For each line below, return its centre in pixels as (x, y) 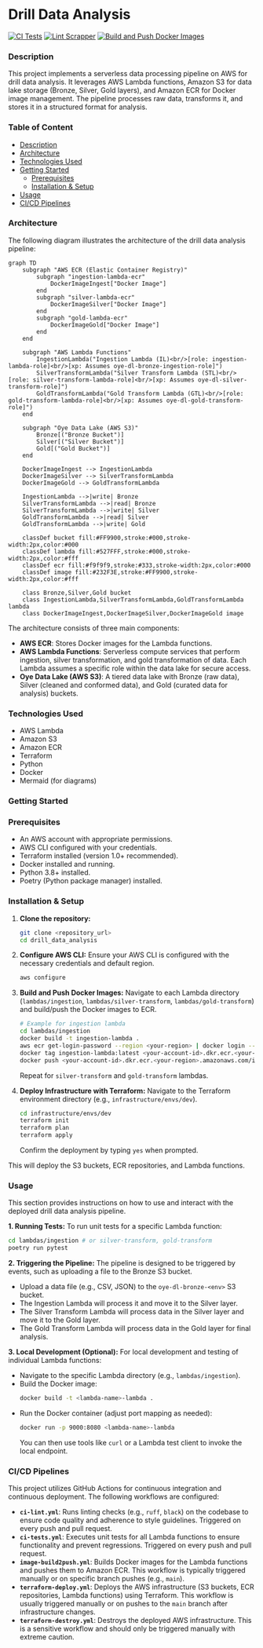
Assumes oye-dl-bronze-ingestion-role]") (154, 366)
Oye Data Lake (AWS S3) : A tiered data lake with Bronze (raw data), (129, 676)
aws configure (42, 978)
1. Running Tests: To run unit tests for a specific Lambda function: (115, 1226)
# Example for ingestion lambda (72, 1024)
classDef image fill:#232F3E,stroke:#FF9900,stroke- (110, 572)
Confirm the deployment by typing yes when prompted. (109, 1150)
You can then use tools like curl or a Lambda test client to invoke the (131, 1442)
